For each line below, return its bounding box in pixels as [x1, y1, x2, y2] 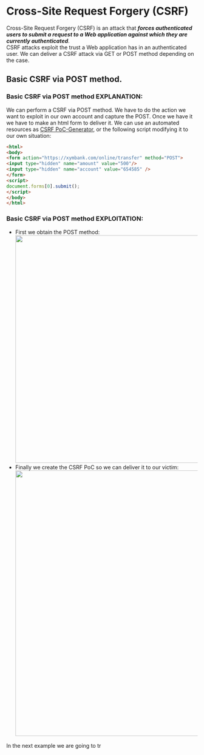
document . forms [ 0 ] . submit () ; [6, 183, 80, 189]
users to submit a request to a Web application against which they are [6, 30, 188, 38]
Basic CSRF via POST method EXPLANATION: [6, 92, 143, 101]
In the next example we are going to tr [6, 742, 101, 749]
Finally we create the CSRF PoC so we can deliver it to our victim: [15, 463, 179, 471]
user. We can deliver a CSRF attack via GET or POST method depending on [6, 50, 194, 57]
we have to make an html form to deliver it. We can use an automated [6, 119, 180, 126]
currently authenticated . [6, 37, 70, 44]
